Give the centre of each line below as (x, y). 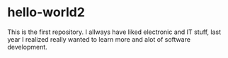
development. (27, 47)
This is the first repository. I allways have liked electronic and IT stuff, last (114, 32)
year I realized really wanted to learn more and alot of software (99, 39)
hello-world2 (46, 12)
